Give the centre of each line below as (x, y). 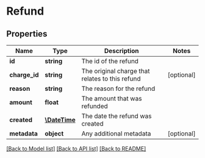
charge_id (24, 75)
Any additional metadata (116, 134)
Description (121, 51)
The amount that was (112, 99)
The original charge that (116, 71)
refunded (95, 106)
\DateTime (60, 120)
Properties (27, 34)
